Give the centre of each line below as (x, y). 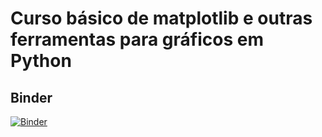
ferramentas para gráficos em (137, 39)
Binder (31, 97)
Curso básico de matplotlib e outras (161, 18)
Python (41, 61)
